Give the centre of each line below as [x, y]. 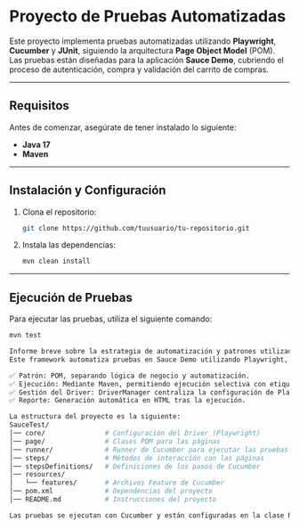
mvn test [25, 336]
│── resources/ [37, 475]
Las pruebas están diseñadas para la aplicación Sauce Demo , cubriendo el [147, 60]
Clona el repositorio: [59, 212]
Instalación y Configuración [88, 190]
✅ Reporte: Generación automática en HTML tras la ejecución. [128, 401]
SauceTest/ [29, 425]
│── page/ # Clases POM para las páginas [115, 441]
